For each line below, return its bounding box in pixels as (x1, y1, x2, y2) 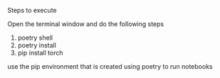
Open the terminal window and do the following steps (7, 20, 164, 28)
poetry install (17, 41, 57, 49)
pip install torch (17, 49, 63, 57)
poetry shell (17, 33, 53, 42)
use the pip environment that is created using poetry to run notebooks (7, 62, 213, 70)
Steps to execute (7, 6, 57, 14)
